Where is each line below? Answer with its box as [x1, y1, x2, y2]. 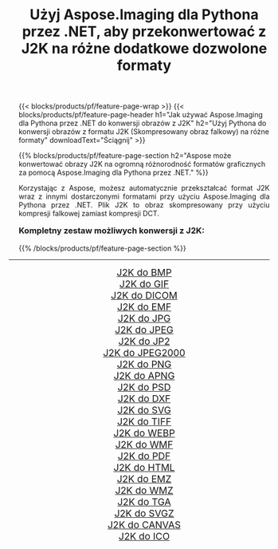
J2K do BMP [116, 266, 172, 278]
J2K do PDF [117, 449, 171, 462]
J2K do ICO [118, 530, 170, 543]
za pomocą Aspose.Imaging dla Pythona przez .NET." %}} [18, 168, 209, 177]
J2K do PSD [117, 381, 171, 393]
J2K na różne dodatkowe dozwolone [21, 40, 268, 57]
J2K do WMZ [115, 484, 174, 496]
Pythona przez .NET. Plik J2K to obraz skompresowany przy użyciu [18, 200, 270, 210]
